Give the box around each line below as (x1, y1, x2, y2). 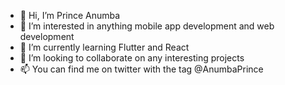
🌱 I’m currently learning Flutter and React (19, 41, 190, 53)
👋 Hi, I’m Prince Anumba (19, 10, 121, 21)
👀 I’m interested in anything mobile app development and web (19, 20, 275, 32)
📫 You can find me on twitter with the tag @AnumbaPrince (19, 63, 264, 75)
